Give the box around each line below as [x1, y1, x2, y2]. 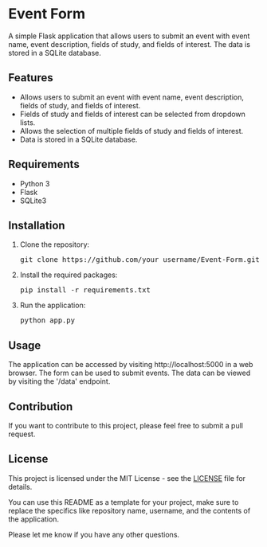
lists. [19, 117, 36, 127]
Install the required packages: [19, 270, 118, 279]
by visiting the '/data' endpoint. [8, 377, 111, 386]
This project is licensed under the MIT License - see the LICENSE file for [8, 473, 245, 483]
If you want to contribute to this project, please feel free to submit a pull [8, 421, 243, 430]
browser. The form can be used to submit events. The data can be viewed [8, 368, 251, 378]
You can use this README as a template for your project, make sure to [8, 497, 239, 506]
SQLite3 [19, 196, 47, 205]
